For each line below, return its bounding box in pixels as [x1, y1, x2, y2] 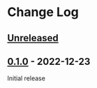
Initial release [7, 74, 45, 82]
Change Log [7, 4, 79, 20]
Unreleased [7, 32, 59, 44]
